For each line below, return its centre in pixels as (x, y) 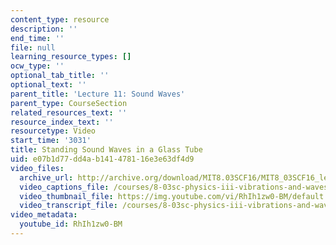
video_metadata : (44, 215)
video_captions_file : (64, 187)
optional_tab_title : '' (60, 76)
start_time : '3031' (51, 141)
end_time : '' (37, 38)
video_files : (37, 168)
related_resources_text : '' (69, 112)
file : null (33, 47)
